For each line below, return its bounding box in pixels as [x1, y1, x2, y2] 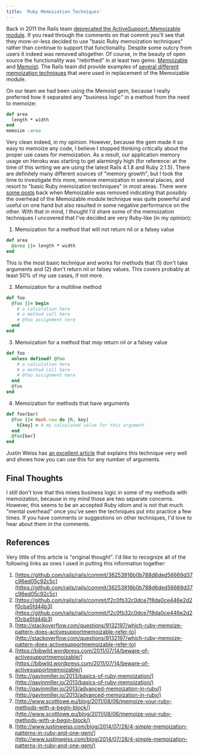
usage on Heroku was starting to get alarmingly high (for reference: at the [6, 158, 187, 165]
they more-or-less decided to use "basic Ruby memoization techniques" [6, 37, 183, 45]
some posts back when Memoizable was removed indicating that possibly [6, 189, 187, 196]
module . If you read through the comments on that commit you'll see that [6, 31, 185, 39]
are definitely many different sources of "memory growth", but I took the [6, 170, 183, 177]
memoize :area [6, 128, 42, 134]
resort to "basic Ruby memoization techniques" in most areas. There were [6, 183, 187, 190]
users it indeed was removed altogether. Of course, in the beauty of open [6, 50, 186, 57]
